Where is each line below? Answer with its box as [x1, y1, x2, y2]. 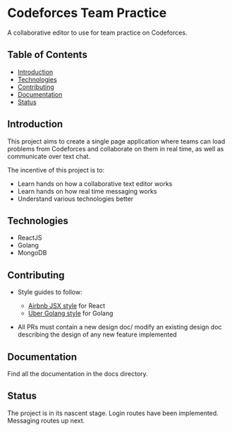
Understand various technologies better [17, 194, 134, 203]
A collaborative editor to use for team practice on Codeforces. [7, 28, 188, 37]
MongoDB [17, 249, 47, 257]
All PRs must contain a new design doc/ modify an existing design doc [17, 323, 222, 332]
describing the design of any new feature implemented [17, 330, 178, 339]
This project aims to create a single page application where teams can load [7, 136, 226, 146]
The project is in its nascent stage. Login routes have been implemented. [7, 409, 219, 417]
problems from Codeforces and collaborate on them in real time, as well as [7, 144, 224, 153]
